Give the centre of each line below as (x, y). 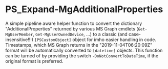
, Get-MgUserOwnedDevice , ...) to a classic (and (80, 34)
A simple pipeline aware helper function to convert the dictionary (74, 23)
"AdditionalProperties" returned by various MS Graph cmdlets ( (72, 28)
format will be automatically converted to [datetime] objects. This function (84, 50)
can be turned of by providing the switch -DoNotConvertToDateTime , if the (82, 56)
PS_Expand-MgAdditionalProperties (84, 9)
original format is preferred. (34, 61)
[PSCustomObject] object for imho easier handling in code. (95, 40)
